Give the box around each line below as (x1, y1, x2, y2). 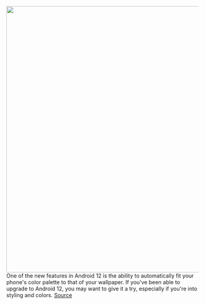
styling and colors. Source (6, 292, 73, 298)
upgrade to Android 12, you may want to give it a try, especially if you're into (6, 285, 198, 292)
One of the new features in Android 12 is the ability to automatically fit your (6, 272, 194, 279)
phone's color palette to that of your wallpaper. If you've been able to (6, 279, 181, 286)
